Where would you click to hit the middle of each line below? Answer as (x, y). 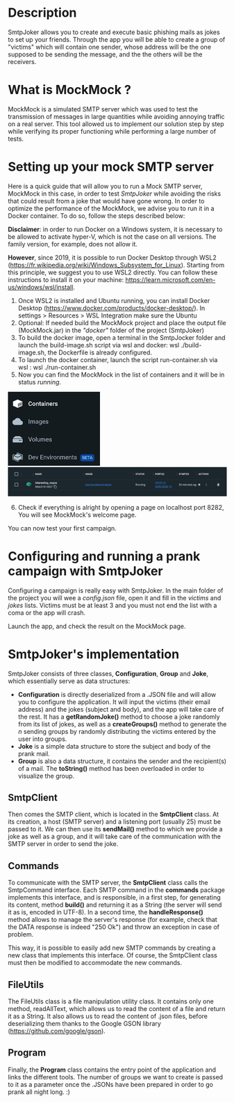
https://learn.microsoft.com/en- (170, 279)
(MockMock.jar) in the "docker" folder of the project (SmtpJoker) (111, 330)
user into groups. (42, 739)
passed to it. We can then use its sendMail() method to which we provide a (115, 829)
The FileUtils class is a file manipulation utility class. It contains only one (111, 1001)
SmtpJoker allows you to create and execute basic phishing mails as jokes (114, 32)
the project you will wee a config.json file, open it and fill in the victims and (115, 597)
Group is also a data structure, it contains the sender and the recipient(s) (122, 761)
